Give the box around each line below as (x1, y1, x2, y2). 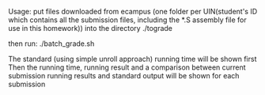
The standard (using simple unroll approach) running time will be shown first (8, 55, 257, 63)
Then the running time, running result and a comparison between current (8, 63, 247, 72)
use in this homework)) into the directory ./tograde (8, 24, 172, 32)
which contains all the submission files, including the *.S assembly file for (8, 15, 247, 25)
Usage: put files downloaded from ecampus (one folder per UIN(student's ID (8, 7, 258, 16)
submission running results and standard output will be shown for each (8, 71, 240, 80)
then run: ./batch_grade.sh (8, 39, 95, 48)
